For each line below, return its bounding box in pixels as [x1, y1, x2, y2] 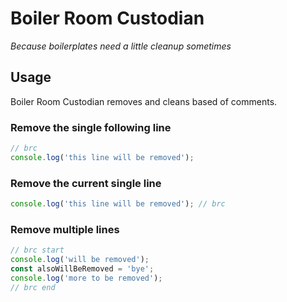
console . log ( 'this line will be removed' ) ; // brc [10, 199, 226, 209]
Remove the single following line [10, 120, 172, 134]
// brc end [10, 282, 56, 292]
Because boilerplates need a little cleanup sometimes [10, 40, 232, 52]
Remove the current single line [10, 176, 162, 190]
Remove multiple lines [10, 222, 120, 236]
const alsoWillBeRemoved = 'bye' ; [10, 264, 155, 274]
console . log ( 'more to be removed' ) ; [10, 273, 163, 283]
